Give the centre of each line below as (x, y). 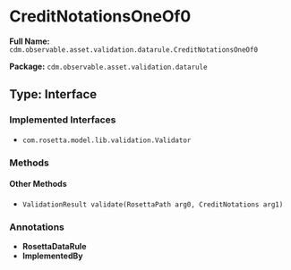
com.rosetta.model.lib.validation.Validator (107, 140)
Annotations (37, 227)
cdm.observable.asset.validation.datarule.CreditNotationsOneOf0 (133, 50)
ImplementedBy (52, 256)
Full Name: (30, 41)
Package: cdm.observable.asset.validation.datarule (108, 66)
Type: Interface (53, 94)
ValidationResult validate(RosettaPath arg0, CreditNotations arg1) (153, 204)
